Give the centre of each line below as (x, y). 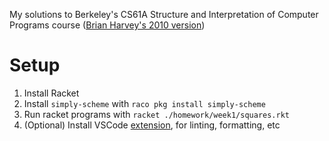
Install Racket (51, 93)
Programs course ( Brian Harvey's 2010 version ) (107, 25)
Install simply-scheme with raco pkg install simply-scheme (144, 103)
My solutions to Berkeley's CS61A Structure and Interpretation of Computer (164, 14)
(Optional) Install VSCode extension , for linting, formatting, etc (152, 125)
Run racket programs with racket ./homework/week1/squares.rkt (156, 114)
